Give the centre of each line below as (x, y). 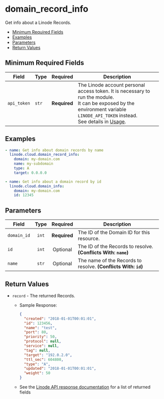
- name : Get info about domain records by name (54, 150)
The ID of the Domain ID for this (114, 232)
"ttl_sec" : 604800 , (43, 359)
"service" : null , (41, 346)
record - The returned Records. (44, 295)
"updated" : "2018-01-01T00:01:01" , (60, 369)
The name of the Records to (110, 261)
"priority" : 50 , (40, 337)
